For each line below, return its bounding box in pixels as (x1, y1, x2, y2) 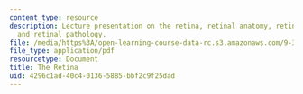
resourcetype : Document (9, 55, 99, 64)
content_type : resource (9, 13, 99, 22)
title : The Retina (9, 64, 78, 73)
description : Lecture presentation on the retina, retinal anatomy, (9, 21, 272, 30)
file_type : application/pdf (9, 47, 115, 56)
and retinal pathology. (17, 30, 106, 38)
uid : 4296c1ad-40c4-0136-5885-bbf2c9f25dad (9, 72, 176, 81)
